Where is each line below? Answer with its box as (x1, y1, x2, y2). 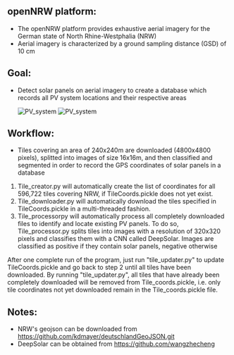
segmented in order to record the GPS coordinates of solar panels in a (17, 161, 221, 170)
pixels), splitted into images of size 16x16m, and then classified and (17, 154, 213, 162)
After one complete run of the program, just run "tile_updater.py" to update (7, 256, 224, 264)
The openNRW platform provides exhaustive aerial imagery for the (17, 24, 210, 32)
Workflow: (7, 127, 55, 139)
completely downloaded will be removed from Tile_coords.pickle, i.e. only (7, 278, 221, 287)
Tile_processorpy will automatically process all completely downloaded (17, 212, 225, 220)
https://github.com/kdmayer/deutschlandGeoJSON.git (17, 332, 175, 341)
